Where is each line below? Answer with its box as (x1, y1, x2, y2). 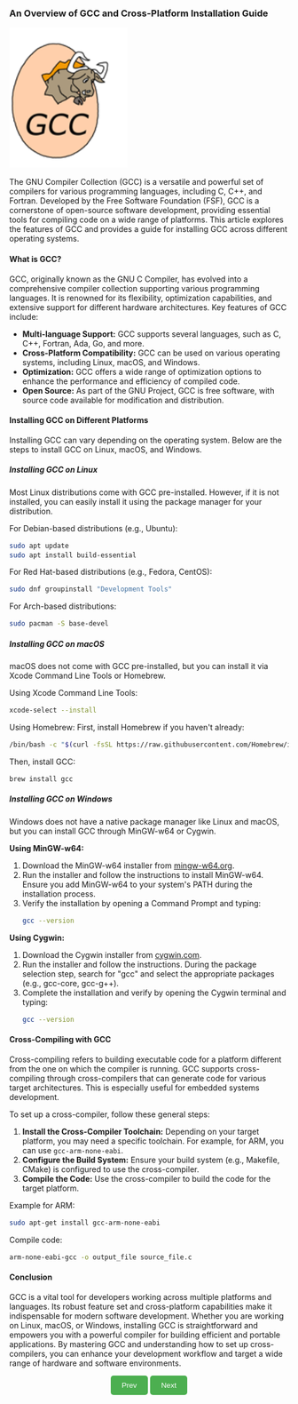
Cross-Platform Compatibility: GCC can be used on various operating (21, 347, 281, 358)
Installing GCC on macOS (9, 638, 105, 649)
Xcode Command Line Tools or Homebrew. (9, 670, 166, 682)
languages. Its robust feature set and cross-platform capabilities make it (9, 1301, 272, 1312)
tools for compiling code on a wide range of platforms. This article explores (9, 214, 284, 225)
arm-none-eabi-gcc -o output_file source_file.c (9, 1252, 192, 1262)
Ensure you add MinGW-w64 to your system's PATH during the (21, 879, 253, 889)
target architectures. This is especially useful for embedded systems (9, 1082, 260, 1093)
